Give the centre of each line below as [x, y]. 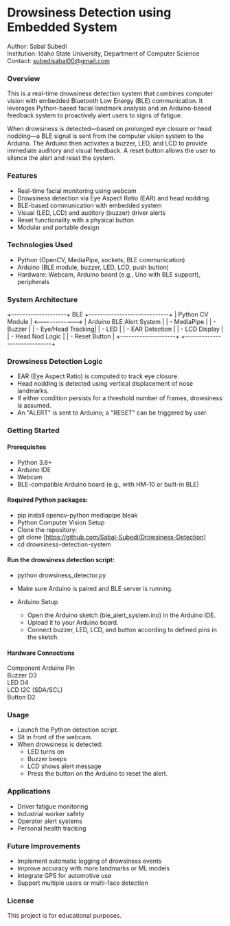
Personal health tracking [51, 828]
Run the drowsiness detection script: [61, 560]
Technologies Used [40, 245]
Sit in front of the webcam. [55, 737]
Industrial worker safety [50, 813]
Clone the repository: [47, 529]
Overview [24, 78]
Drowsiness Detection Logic [55, 362]
